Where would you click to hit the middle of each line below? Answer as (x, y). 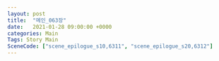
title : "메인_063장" (37, 20)
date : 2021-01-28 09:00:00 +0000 (60, 27)
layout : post (26, 14)
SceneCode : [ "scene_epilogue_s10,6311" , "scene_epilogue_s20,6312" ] (110, 46)
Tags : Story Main (33, 40)
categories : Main (33, 33)
